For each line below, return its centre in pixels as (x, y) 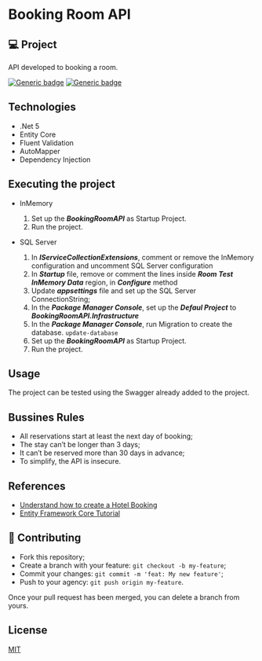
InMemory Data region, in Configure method (104, 282)
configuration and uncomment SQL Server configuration (122, 266)
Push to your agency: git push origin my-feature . (102, 582)
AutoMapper (40, 151)
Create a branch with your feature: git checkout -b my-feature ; (123, 565)
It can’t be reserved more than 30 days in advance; (102, 453)
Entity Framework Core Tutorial (69, 513)
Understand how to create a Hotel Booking (88, 505)
